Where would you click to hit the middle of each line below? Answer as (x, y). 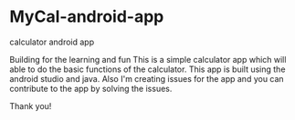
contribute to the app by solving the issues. (91, 88)
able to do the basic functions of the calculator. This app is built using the (147, 69)
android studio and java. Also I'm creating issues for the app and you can (147, 78)
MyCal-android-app (87, 17)
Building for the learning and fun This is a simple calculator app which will (148, 59)
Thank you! (31, 105)
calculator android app (52, 42)
